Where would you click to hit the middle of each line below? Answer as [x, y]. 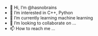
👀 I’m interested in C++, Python [41, 13]
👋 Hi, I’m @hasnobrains [33, 8]
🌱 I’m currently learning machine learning [51, 18]
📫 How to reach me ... [32, 28]
